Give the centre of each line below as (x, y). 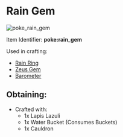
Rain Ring (27, 63)
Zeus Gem (28, 69)
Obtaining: (27, 95)
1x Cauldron (39, 129)
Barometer (28, 75)
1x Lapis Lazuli (42, 115)
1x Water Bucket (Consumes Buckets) (71, 122)
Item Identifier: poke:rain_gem (44, 39)
